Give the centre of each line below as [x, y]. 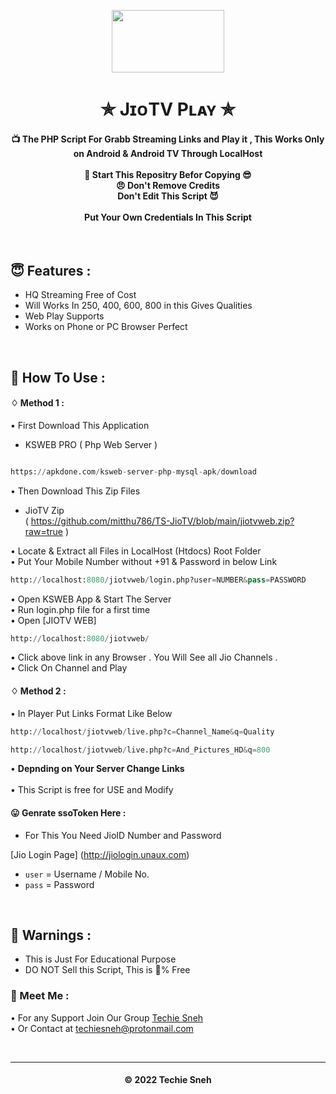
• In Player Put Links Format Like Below [91, 713]
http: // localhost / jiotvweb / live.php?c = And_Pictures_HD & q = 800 [140, 750]
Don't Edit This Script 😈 [168, 196]
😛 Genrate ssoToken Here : [68, 812]
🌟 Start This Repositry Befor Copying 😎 [168, 174]
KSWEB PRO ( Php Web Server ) [91, 444]
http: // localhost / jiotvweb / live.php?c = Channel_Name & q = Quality [142, 731]
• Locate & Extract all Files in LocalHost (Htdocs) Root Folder [136, 551]
